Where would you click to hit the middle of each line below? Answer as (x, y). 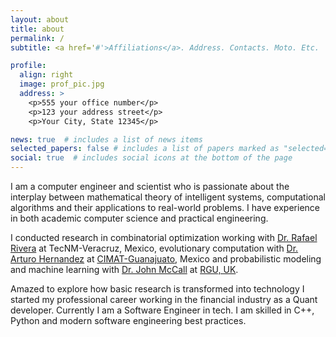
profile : (28, 66)
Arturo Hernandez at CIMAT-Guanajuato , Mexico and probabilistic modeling (166, 259)
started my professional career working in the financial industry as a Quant (164, 299)
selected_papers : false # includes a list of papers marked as (145, 149)
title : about (37, 29)
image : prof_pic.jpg (62, 84)
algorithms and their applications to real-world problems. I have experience (165, 207)
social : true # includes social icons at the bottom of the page (151, 158)
